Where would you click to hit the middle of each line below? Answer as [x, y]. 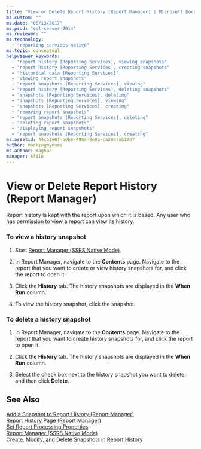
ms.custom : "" [24, 17]
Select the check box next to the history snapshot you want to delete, [100, 374]
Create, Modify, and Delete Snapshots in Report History [74, 439]
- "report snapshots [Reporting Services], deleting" [80, 117]
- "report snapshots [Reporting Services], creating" [80, 134]
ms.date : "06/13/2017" [34, 23]
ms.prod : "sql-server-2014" [41, 28]
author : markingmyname [34, 145]
